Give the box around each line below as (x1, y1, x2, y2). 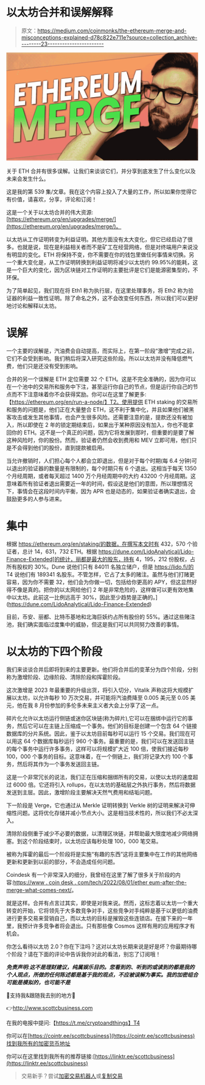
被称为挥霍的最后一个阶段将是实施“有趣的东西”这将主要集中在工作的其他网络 (6, 851, 198, 858)
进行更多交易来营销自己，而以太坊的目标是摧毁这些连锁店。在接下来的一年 (6, 915, 193, 922)
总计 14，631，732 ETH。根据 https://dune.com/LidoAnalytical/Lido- (22, 548, 195, 556)
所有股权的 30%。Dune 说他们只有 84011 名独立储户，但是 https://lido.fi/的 (6, 563, 194, 571)
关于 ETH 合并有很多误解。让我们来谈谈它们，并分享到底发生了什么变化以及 (6, 167, 196, 175)
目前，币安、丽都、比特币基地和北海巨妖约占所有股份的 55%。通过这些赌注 (6, 613, 196, 620)
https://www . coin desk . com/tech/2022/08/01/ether (13, 879, 148, 886)
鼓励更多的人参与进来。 (6, 495, 65, 503)
